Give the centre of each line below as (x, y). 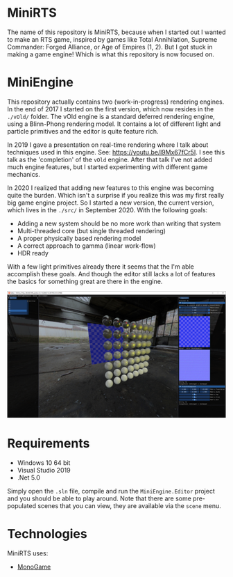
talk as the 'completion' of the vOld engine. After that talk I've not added (110, 159)
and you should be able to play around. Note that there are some (100, 498)
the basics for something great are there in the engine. (85, 281)
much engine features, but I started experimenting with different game (107, 167)
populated (22, 506)
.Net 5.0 (28, 477)
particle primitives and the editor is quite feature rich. (83, 131)
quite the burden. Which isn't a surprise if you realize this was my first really (115, 195)
